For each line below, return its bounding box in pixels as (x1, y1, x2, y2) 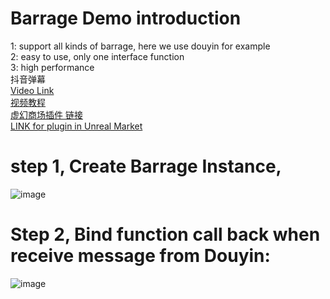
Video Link (10, 84, 55, 96)
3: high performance (10, 61, 95, 73)
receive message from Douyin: (10, 245, 271, 267)
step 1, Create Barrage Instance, (10, 155, 282, 178)
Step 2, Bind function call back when (10, 223, 321, 246)
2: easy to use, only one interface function (10, 50, 185, 62)
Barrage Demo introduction (10, 7, 242, 30)
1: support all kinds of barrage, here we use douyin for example (10, 40, 271, 52)
